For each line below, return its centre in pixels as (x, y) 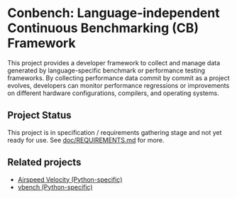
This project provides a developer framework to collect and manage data (114, 62)
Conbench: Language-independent (114, 13)
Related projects (44, 162)
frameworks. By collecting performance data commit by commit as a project (118, 78)
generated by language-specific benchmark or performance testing (106, 70)
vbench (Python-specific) (55, 187)
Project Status (40, 115)
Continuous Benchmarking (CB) (103, 28)
